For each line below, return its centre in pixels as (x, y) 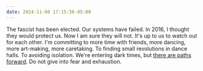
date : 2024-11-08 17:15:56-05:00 (49, 12)
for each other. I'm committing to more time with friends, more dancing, (96, 42)
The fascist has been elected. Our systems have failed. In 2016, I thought (98, 29)
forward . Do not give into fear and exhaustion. (64, 61)
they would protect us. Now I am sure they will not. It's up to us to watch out (102, 35)
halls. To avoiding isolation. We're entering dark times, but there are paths (99, 55)
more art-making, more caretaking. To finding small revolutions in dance (97, 49)
